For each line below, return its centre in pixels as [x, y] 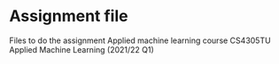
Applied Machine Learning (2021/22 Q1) [82, 49]
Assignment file [69, 16]
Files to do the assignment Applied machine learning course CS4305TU [140, 40]
